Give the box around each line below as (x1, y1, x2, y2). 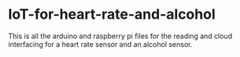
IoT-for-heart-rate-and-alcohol (8, 5, 216, 23)
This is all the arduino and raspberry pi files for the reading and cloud (8, 31, 233, 41)
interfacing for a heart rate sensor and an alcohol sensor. (8, 39, 193, 48)
